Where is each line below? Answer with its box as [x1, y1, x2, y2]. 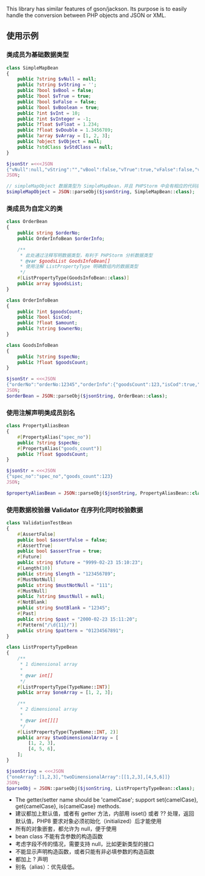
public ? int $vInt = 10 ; [17, 110, 81, 116]
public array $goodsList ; [17, 280, 84, 287]
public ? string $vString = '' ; [17, 82, 97, 88]
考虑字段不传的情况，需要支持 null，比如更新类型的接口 [15, 841, 154, 848]
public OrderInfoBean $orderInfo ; [17, 235, 105, 241]
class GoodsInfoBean [6, 342, 59, 348]
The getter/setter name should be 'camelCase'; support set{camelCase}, [15, 796, 198, 803]
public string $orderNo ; [17, 230, 81, 237]
